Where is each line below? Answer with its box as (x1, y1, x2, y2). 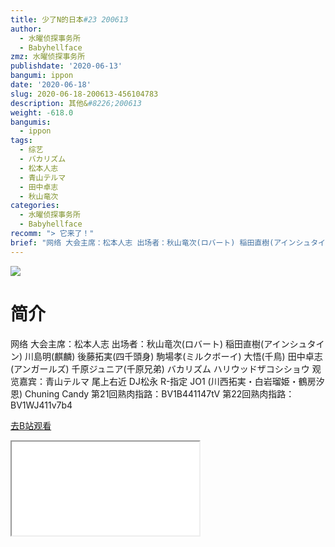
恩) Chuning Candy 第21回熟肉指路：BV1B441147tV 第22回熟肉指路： (10, 387, 295, 400)
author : (10, 24, 43, 34)
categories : (10, 201, 60, 211)
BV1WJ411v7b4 (10, 399, 73, 411)
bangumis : (10, 117, 52, 127)
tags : (10, 136, 33, 146)
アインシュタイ (263, 337, 325, 350)
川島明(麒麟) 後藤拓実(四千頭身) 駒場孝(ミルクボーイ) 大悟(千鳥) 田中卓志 (24, 350, 323, 362)
